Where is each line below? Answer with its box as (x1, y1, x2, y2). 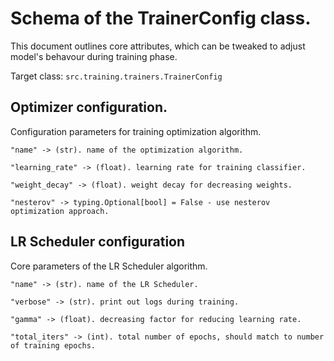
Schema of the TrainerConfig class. (10, 7, 312, 30)
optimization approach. (10, 206, 110, 216)
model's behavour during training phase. (10, 50, 178, 62)
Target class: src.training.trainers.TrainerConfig (10, 70, 223, 82)
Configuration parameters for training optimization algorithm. (10, 125, 262, 137)
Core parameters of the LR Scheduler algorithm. (10, 260, 208, 272)
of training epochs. (10, 340, 97, 351)
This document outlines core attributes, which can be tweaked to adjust (10, 40, 306, 52)
